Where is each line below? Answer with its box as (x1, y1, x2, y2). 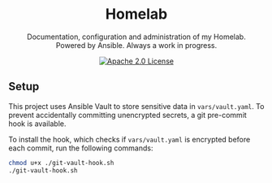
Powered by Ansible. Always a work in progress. (55, 40, 218, 50)
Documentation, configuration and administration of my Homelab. (27, 32, 246, 41)
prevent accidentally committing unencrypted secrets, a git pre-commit (8, 110, 248, 120)
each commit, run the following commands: (8, 143, 153, 153)
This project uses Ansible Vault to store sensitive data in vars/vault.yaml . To (8, 101, 265, 111)
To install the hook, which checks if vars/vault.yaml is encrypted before (8, 134, 251, 144)
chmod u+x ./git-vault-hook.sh (8, 159, 114, 167)
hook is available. (8, 119, 67, 129)
